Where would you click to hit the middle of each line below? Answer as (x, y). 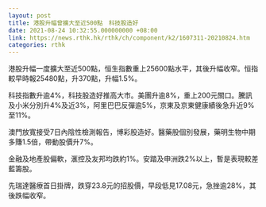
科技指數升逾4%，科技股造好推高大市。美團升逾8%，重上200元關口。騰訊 (130, 95)
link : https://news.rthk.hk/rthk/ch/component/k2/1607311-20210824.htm (129, 38)
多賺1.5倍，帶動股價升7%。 (53, 142)
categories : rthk (37, 45)
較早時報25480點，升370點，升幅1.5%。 (75, 79)
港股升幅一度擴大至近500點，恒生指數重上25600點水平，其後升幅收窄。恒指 (133, 69)
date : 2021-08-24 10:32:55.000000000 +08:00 (83, 30)
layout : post (30, 15)
